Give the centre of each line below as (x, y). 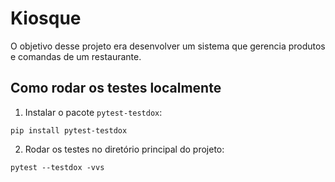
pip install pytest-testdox (69, 130)
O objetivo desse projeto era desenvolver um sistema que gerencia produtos (168, 46)
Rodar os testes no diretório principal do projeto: (124, 149)
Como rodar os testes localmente (116, 88)
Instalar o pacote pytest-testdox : (93, 112)
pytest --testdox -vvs (57, 167)
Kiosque (46, 18)
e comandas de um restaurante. (76, 56)
